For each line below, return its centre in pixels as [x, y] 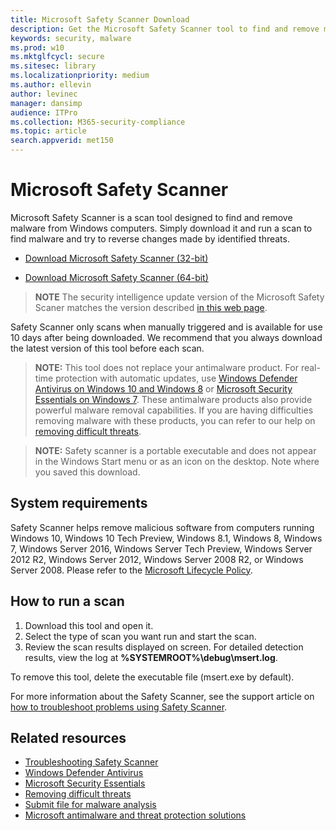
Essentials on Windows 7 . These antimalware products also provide [173, 399]
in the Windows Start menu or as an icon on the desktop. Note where [177, 461]
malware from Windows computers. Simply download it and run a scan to [161, 228]
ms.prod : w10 [37, 47]
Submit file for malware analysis [90, 805]
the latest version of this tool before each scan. [107, 348]
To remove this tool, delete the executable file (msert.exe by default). [152, 677]
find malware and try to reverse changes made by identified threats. [150, 238]
